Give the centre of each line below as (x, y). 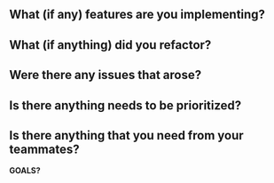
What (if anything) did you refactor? (110, 45)
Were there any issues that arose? (106, 75)
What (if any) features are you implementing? (137, 15)
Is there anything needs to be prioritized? (125, 105)
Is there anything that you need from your (126, 135)
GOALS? (25, 171)
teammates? (44, 149)
